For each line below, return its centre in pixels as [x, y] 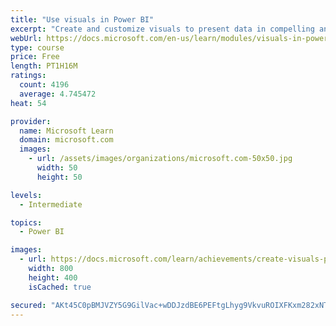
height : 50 [59, 177]
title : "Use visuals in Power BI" [82, 19]
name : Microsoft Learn [66, 131]
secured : [28, 305]
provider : [31, 121]
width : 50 [57, 168]
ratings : [28, 76]
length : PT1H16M [44, 66]
